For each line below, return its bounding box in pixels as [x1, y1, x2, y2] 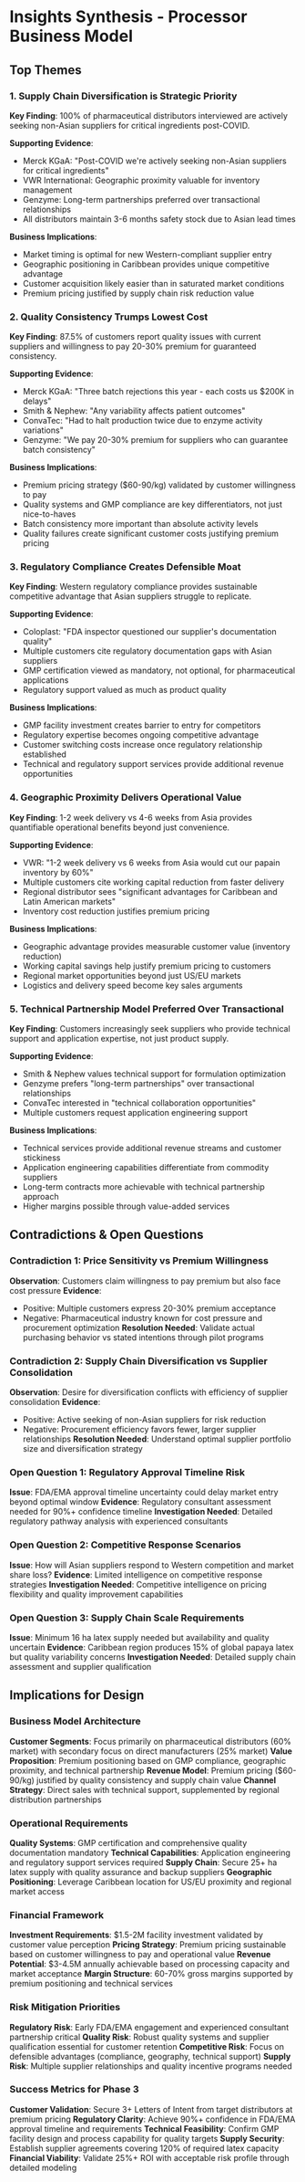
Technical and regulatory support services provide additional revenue [22, 759, 284, 770]
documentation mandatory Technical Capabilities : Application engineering [9, 1847, 291, 1858]
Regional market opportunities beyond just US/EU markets [22, 970, 241, 981]
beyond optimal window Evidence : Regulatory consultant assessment [9, 1496, 271, 1507]
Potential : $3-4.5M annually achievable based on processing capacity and [9, 1958, 290, 1969]
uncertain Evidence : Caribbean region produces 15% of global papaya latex [9, 1642, 294, 1652]
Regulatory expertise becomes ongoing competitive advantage [22, 729, 259, 740]
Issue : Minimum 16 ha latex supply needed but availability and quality [9, 1631, 270, 1642]
